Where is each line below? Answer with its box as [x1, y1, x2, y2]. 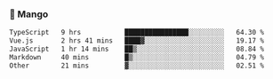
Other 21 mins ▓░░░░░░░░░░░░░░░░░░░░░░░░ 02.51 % [9, 61, 265, 70]
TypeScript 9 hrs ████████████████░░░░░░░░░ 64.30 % [9, 28, 265, 37]
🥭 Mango [9, 8, 49, 20]
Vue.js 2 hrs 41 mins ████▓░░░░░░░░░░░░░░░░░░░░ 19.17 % [9, 36, 265, 45]
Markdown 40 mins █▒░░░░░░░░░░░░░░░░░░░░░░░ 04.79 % [9, 52, 265, 61]
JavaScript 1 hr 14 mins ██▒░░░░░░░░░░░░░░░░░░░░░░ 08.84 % [9, 44, 265, 54]
